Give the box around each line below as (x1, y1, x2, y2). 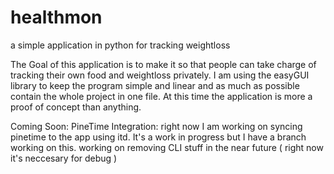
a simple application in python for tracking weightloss (10, 39, 231, 51)
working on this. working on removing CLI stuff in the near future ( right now (10, 141, 324, 153)
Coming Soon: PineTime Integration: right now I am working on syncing (10, 120, 303, 132)
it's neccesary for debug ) (10, 152, 118, 164)
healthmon (10, 6, 103, 29)
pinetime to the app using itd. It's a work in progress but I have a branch (10, 131, 307, 143)
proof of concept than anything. (10, 101, 142, 113)
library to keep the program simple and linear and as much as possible (10, 79, 300, 91)
